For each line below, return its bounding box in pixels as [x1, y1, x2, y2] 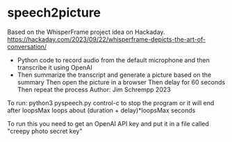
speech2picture [7, 5, 101, 21]
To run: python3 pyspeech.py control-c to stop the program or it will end [7, 98, 215, 107]
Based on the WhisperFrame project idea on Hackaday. [7, 28, 165, 36]
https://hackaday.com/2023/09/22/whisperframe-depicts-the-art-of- [7, 35, 206, 43]
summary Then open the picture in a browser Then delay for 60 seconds [17, 78, 226, 86]
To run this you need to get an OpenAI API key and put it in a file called [7, 119, 210, 127]
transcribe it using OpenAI [17, 63, 92, 71]
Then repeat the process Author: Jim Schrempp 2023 [17, 85, 172, 94]
